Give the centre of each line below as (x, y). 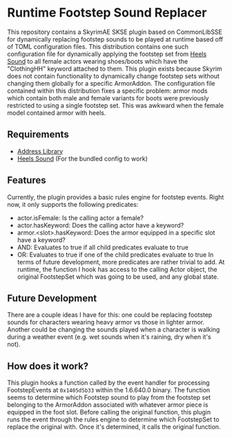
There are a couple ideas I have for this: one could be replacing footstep (110, 315)
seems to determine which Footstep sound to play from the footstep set (109, 398)
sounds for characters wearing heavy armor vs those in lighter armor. (106, 322)
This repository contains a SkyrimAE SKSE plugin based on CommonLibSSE (115, 32)
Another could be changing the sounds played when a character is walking (114, 329)
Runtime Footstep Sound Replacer (107, 13)
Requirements (38, 135)
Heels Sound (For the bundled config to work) (83, 158)
